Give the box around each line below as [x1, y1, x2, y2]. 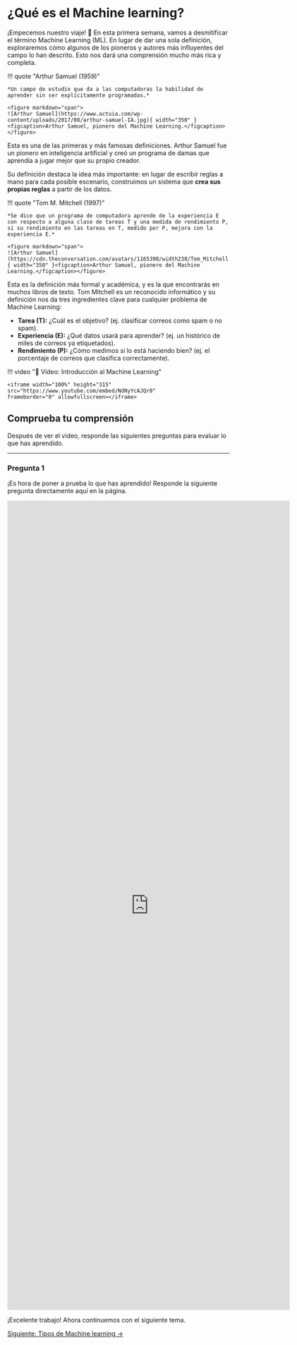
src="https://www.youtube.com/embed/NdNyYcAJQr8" [7, 387, 157, 394]
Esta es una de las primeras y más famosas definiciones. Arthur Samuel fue [7, 141, 227, 150]
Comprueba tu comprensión [7, 413, 134, 425]
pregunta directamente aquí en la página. [7, 487, 127, 495]
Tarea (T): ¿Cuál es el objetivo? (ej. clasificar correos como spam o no [17, 316, 222, 325]
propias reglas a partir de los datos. [7, 185, 112, 193]
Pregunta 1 [7, 463, 44, 473]
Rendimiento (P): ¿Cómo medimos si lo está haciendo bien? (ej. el [17, 346, 210, 354]
